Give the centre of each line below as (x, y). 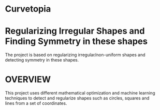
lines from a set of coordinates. (36, 103)
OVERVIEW (28, 80)
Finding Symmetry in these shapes (76, 41)
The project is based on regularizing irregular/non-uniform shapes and (75, 55)
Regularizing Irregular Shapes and (75, 31)
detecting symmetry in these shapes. (42, 60)
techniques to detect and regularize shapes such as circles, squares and (77, 98)
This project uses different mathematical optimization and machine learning (80, 93)
